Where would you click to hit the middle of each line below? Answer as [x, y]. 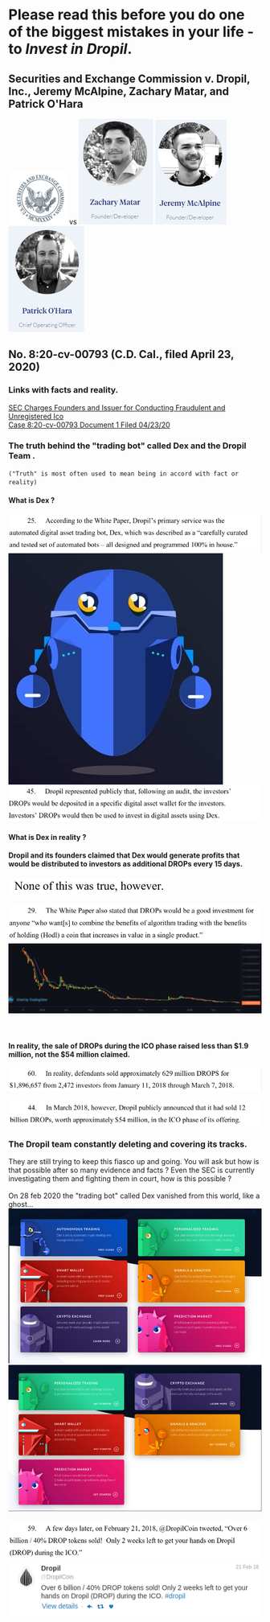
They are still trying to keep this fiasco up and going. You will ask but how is [134, 1162]
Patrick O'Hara [46, 103]
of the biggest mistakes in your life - [131, 32]
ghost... [21, 1204]
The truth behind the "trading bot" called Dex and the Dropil [127, 446]
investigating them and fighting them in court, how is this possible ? [120, 1179]
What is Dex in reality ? [47, 837]
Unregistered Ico [36, 416]
